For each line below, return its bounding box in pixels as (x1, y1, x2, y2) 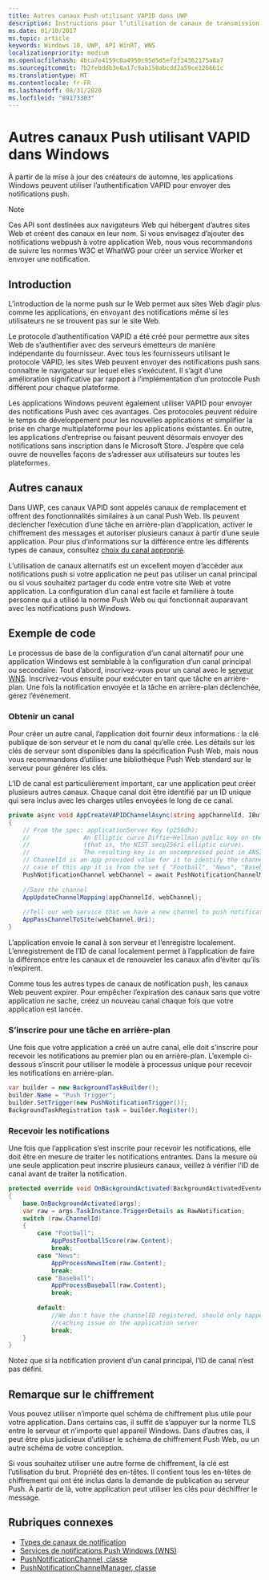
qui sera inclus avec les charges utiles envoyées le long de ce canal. (8, 796, 234, 805)
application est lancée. (8, 1004, 83, 1014)
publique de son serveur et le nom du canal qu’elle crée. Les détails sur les (8, 737, 255, 747)
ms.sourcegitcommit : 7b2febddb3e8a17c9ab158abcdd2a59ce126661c (8, 64, 224, 72)
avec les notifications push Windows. (8, 603, 131, 613)
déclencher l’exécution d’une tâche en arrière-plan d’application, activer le (8, 519, 254, 529)
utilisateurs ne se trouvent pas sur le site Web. (8, 316, 161, 325)
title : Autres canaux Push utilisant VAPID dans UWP (8, 11, 188, 20)
